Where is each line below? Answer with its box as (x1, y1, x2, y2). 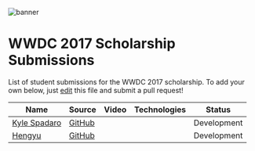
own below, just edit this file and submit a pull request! (8, 85, 184, 95)
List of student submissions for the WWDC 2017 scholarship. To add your (8, 77, 245, 86)
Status (205, 104, 231, 115)
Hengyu (12, 130, 42, 141)
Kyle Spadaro (12, 117, 62, 128)
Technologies (134, 104, 187, 115)
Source (69, 104, 97, 115)
